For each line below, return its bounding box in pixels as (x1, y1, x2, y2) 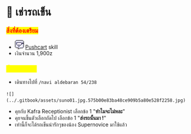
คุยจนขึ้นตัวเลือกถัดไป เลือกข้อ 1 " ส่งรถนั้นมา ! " (14, 114, 107, 121)
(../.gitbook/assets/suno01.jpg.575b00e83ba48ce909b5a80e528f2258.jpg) (6, 97, 186, 103)
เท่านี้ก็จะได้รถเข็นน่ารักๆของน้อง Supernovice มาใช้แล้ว (14, 120, 128, 128)
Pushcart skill (25, 43, 58, 51)
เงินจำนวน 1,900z (14, 50, 53, 57)
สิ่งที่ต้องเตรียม (6, 26, 38, 35)
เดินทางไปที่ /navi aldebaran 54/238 (14, 78, 97, 85)
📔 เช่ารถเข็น (6, 5, 51, 19)
